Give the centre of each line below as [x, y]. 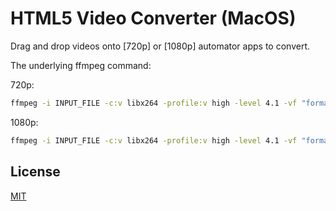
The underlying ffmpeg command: [81, 65]
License [35, 172]
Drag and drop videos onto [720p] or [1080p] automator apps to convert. [160, 46]
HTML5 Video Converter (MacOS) [153, 18]
